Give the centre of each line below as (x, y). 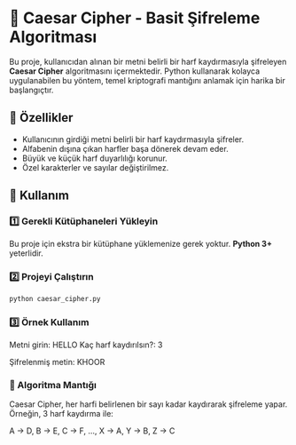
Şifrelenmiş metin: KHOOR (57, 362)
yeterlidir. (27, 253)
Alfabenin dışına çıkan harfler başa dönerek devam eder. (125, 148)
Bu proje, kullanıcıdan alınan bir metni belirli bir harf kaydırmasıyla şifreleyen (148, 61)
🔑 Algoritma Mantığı (53, 385)
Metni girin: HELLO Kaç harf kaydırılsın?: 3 (86, 345)
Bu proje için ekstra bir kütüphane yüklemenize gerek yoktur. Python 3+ (141, 244)
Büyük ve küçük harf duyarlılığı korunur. (95, 158)
